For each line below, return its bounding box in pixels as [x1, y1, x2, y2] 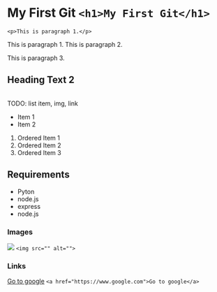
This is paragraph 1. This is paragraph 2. [7, 40, 124, 48]
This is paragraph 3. [7, 54, 65, 62]
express [17, 202, 40, 210]
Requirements [7, 169, 70, 181]
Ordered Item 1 [17, 133, 61, 142]
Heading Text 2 [7, 74, 75, 86]
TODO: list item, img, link [7, 99, 78, 108]
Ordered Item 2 [17, 141, 61, 149]
